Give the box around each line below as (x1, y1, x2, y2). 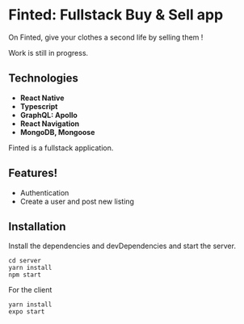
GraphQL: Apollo (19, 110, 78, 120)
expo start (8, 308, 45, 316)
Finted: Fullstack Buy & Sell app (8, 6, 224, 24)
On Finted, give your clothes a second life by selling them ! (8, 32, 204, 42)
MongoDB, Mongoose (19, 127, 95, 137)
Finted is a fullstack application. (8, 143, 114, 153)
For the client (8, 285, 53, 295)
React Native (19, 93, 65, 103)
